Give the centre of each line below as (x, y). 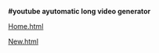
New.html (23, 41)
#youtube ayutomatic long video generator (79, 11)
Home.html (26, 26)
